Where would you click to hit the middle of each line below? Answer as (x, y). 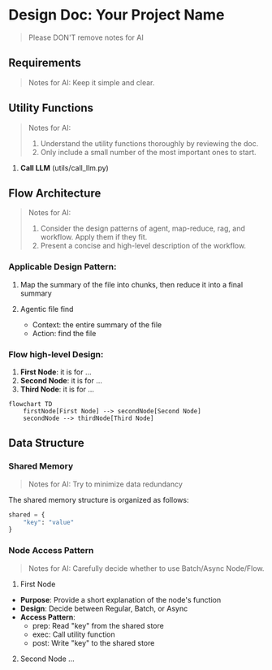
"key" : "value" (49, 522)
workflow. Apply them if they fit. (94, 237)
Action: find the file (64, 333)
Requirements (45, 63)
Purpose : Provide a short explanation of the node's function (121, 599)
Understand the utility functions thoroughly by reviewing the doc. (149, 143)
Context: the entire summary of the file (97, 324)
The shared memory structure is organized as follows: (99, 499)
